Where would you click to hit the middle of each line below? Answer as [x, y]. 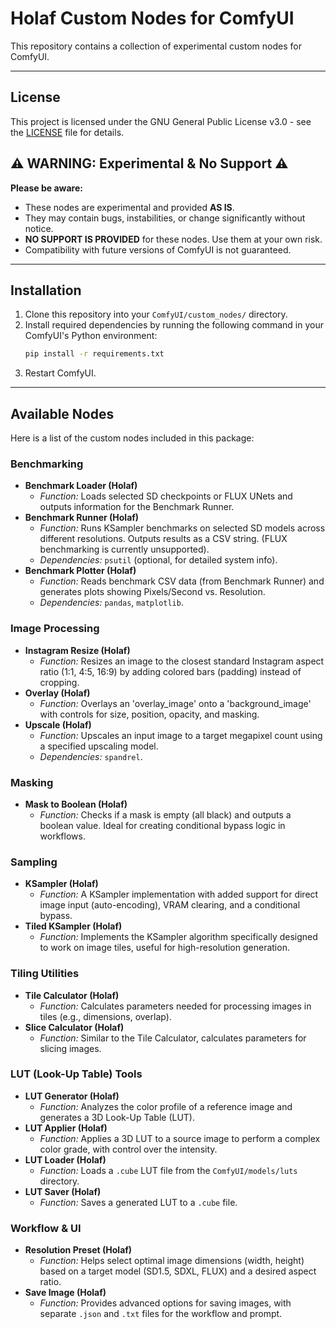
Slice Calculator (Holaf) [74, 1027]
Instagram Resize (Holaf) [77, 650]
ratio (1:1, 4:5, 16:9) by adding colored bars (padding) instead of [170, 671]
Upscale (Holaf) [58, 724]
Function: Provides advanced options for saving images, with [165, 1303]
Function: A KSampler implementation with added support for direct [179, 894]
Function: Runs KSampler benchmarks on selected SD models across [182, 528]
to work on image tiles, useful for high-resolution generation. [164, 948]
